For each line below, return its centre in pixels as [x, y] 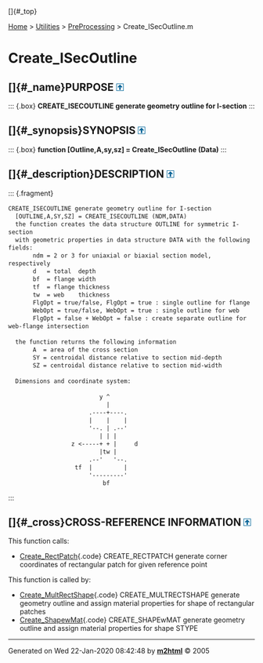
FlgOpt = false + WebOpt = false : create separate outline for [139, 318]
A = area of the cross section [85, 350]
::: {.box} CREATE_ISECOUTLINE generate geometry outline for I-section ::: [131, 106]
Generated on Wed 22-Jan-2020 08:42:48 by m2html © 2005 [109, 651]
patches [32, 612]
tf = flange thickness [71, 287]
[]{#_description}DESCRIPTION [86, 175]
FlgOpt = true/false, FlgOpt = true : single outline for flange [141, 302]
